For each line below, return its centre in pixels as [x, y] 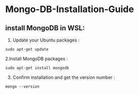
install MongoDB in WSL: [45, 28]
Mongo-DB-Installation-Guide [70, 9]
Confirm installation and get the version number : [64, 77]
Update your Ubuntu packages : [46, 40]
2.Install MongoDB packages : [37, 59]
